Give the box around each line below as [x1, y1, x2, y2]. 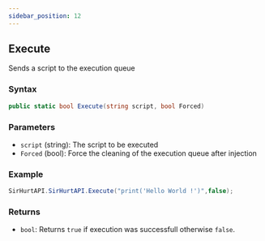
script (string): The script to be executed [19, 140, 159, 149]
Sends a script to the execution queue [8, 63, 135, 73]
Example [8, 168, 44, 179]
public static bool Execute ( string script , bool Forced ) [8, 102, 205, 110]
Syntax [8, 84, 37, 95]
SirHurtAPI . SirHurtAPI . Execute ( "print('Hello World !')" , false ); [8, 187, 233, 196]
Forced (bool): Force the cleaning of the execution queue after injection [19, 148, 258, 158]
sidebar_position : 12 [8, 11, 82, 20]
